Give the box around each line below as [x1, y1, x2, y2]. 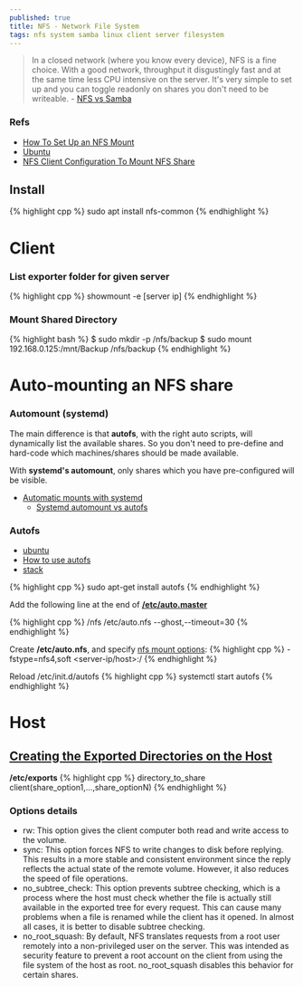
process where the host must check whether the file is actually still [22, 893, 271, 904]
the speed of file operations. [22, 873, 128, 884]
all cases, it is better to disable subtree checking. [22, 921, 205, 933]
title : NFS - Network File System [9, 22, 140, 31]
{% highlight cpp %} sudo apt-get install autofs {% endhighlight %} [9, 581, 260, 593]
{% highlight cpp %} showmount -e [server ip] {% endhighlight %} [9, 291, 258, 302]
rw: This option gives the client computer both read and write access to [22, 825, 289, 836]
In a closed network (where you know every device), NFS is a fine [31, 55, 278, 66]
